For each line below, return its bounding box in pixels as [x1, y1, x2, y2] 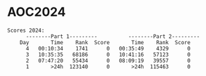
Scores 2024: [7, 27, 45, 34]
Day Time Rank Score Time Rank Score [19, 39, 191, 46]
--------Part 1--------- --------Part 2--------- [25, 32, 200, 40]
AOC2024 [7, 4, 66, 20]
